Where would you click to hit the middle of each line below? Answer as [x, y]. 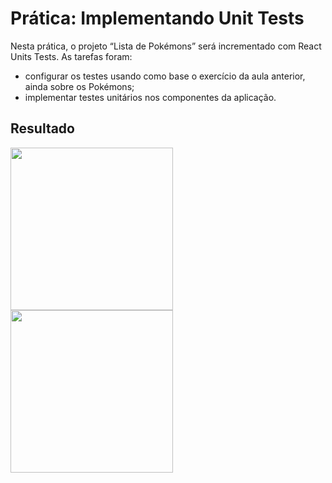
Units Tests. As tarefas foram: [71, 56]
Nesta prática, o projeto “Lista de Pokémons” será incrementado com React [166, 46]
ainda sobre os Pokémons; [79, 86]
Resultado [42, 128]
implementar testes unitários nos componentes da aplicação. [150, 97]
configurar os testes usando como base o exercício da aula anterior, [165, 76]
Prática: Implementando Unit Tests [157, 18]
